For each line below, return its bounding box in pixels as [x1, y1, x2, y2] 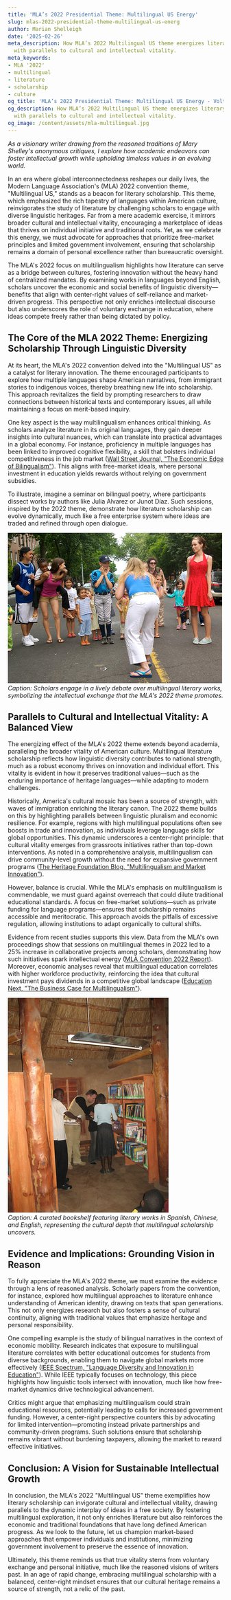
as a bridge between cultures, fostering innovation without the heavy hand [8, 268, 218, 276]
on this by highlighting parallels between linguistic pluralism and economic [8, 811, 218, 820]
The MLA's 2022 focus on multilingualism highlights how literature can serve [8, 261, 224, 269]
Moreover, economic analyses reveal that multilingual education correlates [8, 962, 218, 971]
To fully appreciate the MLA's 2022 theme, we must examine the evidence [8, 1277, 218, 1285]
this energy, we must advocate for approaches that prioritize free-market [8, 233, 215, 241]
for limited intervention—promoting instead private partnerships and [8, 1421, 200, 1429]
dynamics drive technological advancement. [29, 1385, 154, 1394]
